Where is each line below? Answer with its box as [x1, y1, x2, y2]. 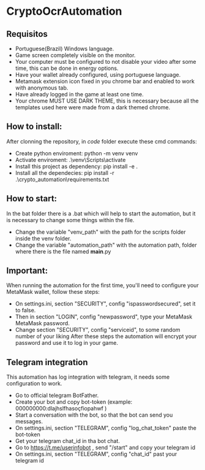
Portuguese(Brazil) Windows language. [15, 45, 114, 52]
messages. [15, 418, 43, 425]
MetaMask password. [15, 320, 70, 327]
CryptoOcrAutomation [6, 4, 122, 18]
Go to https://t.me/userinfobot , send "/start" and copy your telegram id [15, 444, 196, 452]
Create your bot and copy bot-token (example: [15, 398, 133, 406]
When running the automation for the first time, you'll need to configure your [6, 282, 199, 289]
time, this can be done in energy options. [15, 64, 119, 72]
